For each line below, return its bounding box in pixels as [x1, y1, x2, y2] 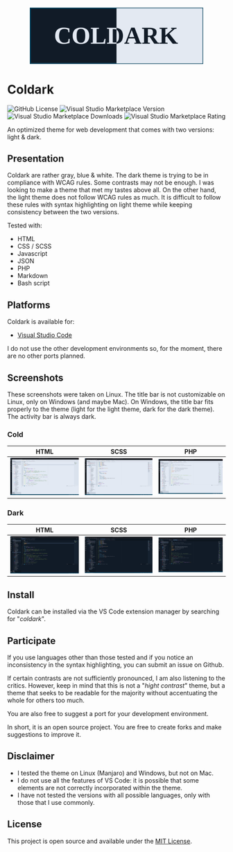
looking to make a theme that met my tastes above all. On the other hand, [7, 186, 216, 194]
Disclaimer [7, 750, 55, 763]
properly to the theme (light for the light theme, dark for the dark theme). [7, 405, 215, 413]
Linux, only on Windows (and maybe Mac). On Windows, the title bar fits [7, 398, 214, 406]
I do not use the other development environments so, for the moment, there [7, 345, 223, 353]
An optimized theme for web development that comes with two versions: [7, 125, 215, 134]
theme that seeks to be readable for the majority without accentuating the [7, 689, 218, 697]
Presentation [7, 153, 64, 165]
